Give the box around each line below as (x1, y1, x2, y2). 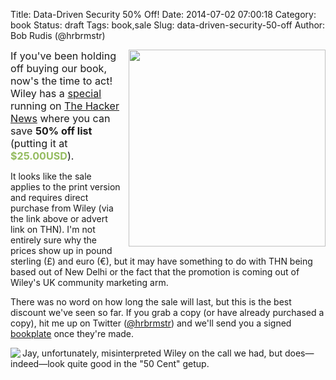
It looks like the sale (10, 170, 92, 182)
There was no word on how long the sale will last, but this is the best (10, 296, 292, 308)
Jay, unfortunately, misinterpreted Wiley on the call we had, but (22, 347, 283, 359)
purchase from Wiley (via (10, 202, 114, 214)
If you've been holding (10, 49, 117, 63)
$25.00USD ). (10, 149, 75, 163)
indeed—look (10, 358, 65, 369)
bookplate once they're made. (10, 328, 135, 339)
